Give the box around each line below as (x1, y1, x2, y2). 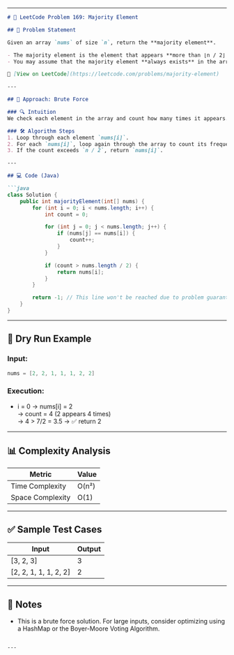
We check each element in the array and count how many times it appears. (7, 115, 229, 122)
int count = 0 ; (44, 211, 89, 218)
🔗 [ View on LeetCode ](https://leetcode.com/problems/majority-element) (7, 71, 219, 78)
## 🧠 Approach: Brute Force (7, 96, 89, 103)
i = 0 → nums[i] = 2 (17, 402, 73, 411)
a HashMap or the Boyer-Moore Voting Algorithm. (17, 624, 160, 633)
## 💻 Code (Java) (7, 172, 60, 179)
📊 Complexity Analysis (7, 445, 111, 457)
